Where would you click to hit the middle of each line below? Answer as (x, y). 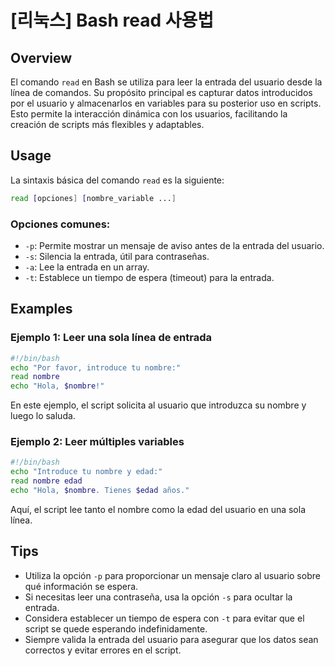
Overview (41, 57)
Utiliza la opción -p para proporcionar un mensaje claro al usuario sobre (172, 575)
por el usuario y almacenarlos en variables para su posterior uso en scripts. (166, 103)
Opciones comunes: (60, 224)
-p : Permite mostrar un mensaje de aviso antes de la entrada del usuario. (174, 245)
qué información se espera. (81, 586)
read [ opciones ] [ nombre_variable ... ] (93, 198)
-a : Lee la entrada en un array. (87, 267)
